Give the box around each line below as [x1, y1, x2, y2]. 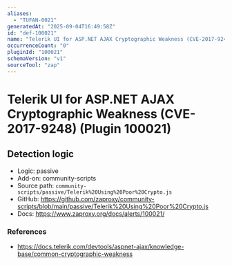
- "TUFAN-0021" [13, 17, 57, 24]
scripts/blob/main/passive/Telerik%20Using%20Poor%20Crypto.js [17, 202, 209, 210]
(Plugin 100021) [79, 120, 171, 136]
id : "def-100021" [7, 29, 57, 37]
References [7, 226, 47, 236]
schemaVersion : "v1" [7, 55, 67, 62]
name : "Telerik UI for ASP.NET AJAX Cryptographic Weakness [7, 36, 184, 43]
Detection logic [7, 148, 75, 160]
